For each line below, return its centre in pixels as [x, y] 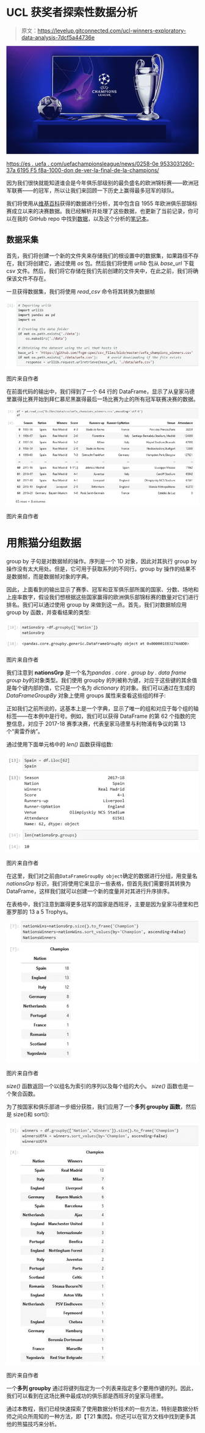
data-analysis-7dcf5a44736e [58, 37]
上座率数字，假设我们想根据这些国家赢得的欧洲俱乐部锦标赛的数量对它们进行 [103, 597]
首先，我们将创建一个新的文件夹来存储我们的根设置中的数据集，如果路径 [97, 255]
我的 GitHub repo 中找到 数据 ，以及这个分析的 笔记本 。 [85, 218]
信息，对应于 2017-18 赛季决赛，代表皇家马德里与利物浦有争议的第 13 [99, 723]
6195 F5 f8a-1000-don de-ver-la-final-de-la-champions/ [88, 170]
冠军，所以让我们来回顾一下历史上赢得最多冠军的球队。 [108, 190]
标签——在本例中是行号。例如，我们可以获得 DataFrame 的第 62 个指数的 [99, 716]
